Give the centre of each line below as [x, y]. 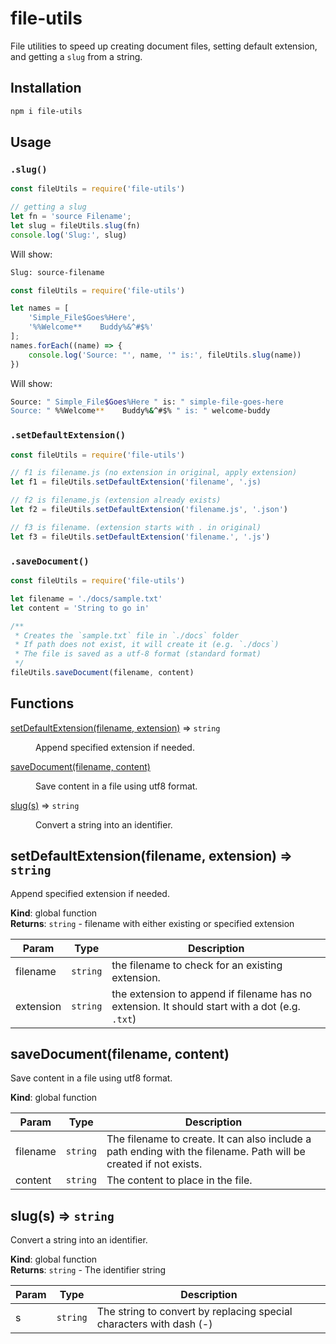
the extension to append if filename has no [212, 994]
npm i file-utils [46, 111]
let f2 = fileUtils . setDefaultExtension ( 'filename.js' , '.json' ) [149, 510]
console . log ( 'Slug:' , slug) [69, 235]
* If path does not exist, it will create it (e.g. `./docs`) [147, 645]
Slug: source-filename [57, 272]
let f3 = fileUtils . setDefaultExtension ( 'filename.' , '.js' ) [140, 537]
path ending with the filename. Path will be [206, 1152]
